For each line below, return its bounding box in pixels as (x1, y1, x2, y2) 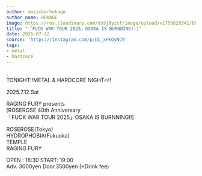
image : (6, 20, 23, 26)
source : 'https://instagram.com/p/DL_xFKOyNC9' (6, 37, 128, 43)
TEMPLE (6, 138, 28, 145)
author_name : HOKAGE (6, 14, 58, 20)
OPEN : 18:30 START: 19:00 (6, 156, 74, 163)
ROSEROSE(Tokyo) (6, 126, 54, 133)
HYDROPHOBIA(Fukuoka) (6, 132, 70, 139)
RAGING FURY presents (6, 100, 65, 107)
